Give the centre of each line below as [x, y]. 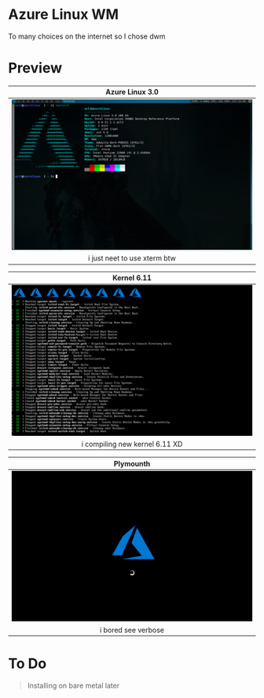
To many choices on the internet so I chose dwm [87, 36]
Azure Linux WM [64, 15]
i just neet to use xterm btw [132, 258]
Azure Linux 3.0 [132, 92]
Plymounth [132, 463]
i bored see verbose [132, 630]
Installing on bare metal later [73, 685]
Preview [35, 68]
